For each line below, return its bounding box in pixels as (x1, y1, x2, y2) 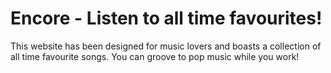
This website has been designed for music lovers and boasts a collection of (10, 40, 322, 52)
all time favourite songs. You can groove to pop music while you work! (10, 50, 300, 62)
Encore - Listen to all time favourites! (10, 7, 323, 30)
